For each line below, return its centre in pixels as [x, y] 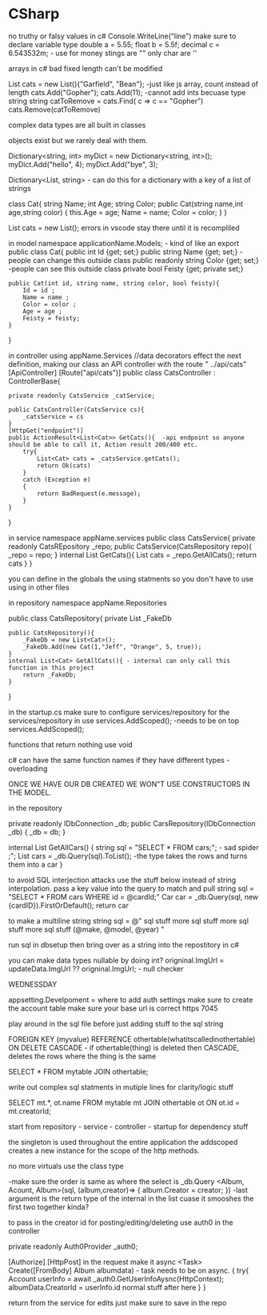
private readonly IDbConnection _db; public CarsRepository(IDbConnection [132, 823]
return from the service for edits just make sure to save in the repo [118, 1302]
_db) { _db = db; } [37, 832]
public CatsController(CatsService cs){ [77, 409]
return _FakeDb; [50, 675]
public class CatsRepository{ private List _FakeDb [90, 618]
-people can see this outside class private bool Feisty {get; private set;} [126, 268]
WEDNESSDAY [33, 984]
